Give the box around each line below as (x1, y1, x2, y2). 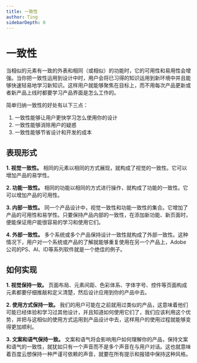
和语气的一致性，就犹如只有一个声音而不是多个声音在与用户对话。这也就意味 (6, 343, 191, 350)
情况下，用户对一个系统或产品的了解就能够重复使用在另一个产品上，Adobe (6, 238, 186, 246)
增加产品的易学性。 (6, 172, 53, 179)
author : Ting (6, 14, 38, 20)
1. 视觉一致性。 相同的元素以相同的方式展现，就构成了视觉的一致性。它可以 (6, 164, 188, 172)
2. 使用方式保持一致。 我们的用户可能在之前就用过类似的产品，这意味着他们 (6, 301, 189, 308)
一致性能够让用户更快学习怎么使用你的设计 (14, 114, 118, 121)
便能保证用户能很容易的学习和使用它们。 (6, 219, 104, 226)
